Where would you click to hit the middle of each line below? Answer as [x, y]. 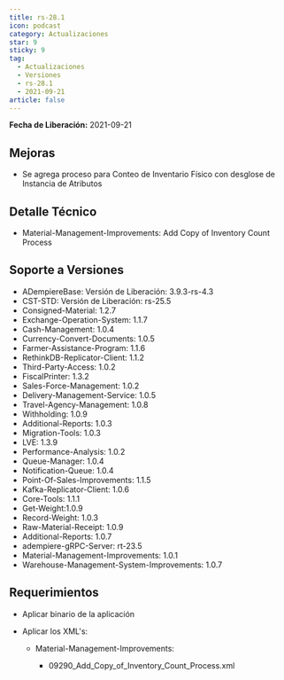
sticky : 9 [27, 51]
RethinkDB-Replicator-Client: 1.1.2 [83, 357]
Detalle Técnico [53, 211]
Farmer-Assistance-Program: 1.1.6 [84, 348]
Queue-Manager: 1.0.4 [63, 461]
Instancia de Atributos [62, 184]
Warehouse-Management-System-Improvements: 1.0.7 [122, 565]
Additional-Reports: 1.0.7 [67, 536]
